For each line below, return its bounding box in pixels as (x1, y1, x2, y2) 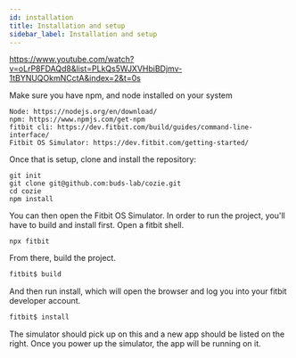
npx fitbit (9, 237, 50, 246)
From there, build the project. (9, 253, 116, 264)
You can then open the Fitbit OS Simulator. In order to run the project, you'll (9, 210, 285, 221)
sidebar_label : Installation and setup (9, 29, 158, 38)
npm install (9, 195, 53, 204)
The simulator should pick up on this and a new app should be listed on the (9, 329, 285, 339)
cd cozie (9, 187, 42, 196)
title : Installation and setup (9, 21, 126, 30)
